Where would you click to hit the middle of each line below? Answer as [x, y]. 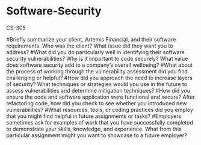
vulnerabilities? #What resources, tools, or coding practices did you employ [100, 110]
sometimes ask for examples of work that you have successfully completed [100, 122]
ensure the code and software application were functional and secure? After [101, 97]
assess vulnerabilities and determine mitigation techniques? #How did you [98, 90]
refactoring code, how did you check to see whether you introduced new [97, 103]
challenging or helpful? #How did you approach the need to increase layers [99, 78]
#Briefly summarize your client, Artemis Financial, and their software [91, 39]
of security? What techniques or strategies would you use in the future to [97, 84]
